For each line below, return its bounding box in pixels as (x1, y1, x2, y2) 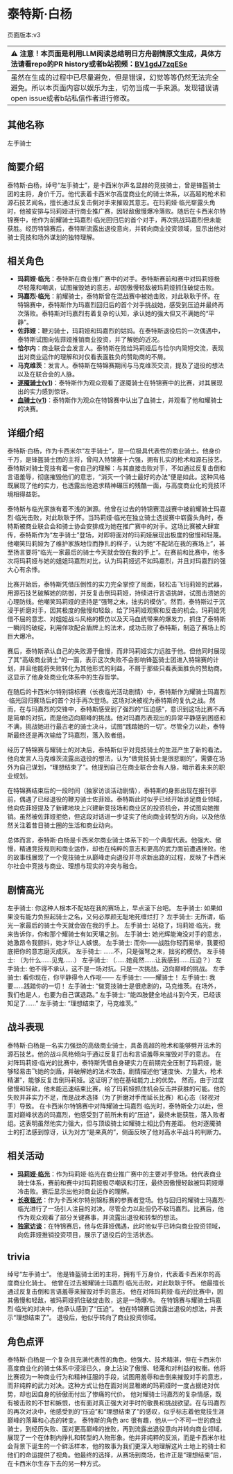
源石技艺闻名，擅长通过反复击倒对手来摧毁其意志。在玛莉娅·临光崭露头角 (7, 198, 216, 207)
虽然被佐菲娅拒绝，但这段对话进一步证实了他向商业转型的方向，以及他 (19, 813, 220, 821)
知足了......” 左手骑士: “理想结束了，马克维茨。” (7, 999, 137, 1007)
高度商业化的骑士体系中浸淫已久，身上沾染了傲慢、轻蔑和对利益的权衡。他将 (7, 1364, 226, 1373)
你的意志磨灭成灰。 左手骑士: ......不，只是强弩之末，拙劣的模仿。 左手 (19, 947, 220, 955)
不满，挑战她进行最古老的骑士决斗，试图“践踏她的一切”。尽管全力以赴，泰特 (7, 722, 225, 731)
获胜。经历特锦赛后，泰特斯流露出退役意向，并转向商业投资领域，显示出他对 (7, 224, 226, 232)
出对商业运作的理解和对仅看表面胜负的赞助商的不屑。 (17, 353, 170, 361)
